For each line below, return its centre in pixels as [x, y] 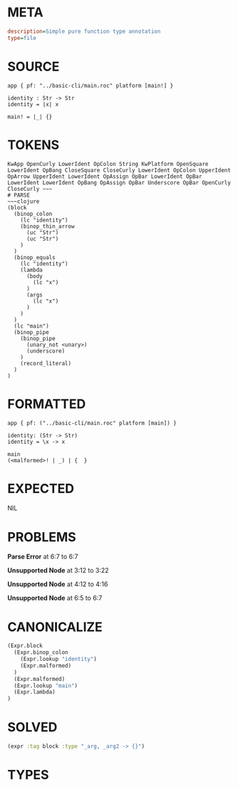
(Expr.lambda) [35, 692]
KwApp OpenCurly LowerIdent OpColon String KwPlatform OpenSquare [108, 164]
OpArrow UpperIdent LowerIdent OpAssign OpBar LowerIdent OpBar [105, 176]
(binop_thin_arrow [47, 226]
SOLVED [32, 728]
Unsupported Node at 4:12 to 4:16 [58, 584]
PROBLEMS [42, 537]
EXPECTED [41, 488]
